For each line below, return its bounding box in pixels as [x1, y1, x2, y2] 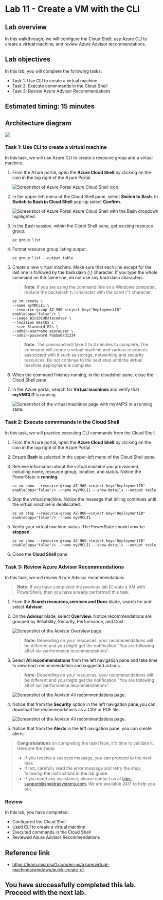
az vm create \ [12, 299, 43, 304]
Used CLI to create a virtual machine [12, 824, 86, 830]
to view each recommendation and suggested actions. [12, 662, 122, 668]
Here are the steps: [17, 745, 56, 751]
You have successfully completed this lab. [5, 881, 136, 889]
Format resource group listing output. [12, 246, 87, 252]
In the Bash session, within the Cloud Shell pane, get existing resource [12, 223, 153, 229]
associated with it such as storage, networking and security [24, 352, 144, 358]
